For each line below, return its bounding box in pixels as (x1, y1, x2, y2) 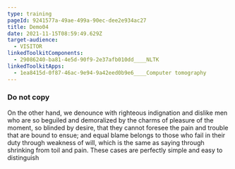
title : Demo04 (7, 23, 49, 30)
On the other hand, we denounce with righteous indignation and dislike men (7, 108, 228, 117)
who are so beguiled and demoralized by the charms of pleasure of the (7, 115, 214, 124)
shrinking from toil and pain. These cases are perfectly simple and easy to (7, 146, 223, 154)
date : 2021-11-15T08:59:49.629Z (7, 30, 102, 37)
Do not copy (7, 92, 50, 102)
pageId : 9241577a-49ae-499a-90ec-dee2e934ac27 (7, 17, 147, 24)
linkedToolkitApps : (7, 63, 65, 70)
